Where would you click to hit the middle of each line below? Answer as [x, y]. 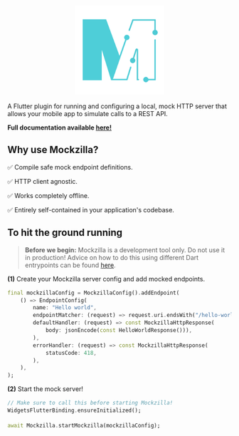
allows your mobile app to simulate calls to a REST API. [88, 114]
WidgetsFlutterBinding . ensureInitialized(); [74, 410]
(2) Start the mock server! [46, 389]
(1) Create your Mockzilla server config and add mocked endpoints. [106, 279]
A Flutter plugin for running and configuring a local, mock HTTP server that [117, 106]
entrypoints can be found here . [70, 265]
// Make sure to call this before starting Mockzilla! [90, 403]
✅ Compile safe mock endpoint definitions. [70, 167]
